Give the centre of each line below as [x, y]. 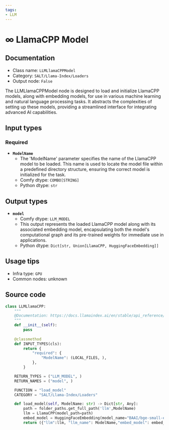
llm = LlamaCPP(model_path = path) [58, 413]
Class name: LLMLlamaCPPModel [44, 70]
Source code [26, 295]
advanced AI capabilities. [31, 112]
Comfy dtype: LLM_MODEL [45, 219]
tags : [11, 10]
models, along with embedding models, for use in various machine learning [83, 96]
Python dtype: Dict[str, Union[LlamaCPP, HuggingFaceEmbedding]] [89, 245]
